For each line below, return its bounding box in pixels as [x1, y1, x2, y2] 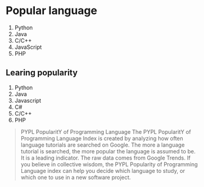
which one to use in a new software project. [20, 174, 131, 181]
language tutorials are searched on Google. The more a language [20, 141, 185, 148]
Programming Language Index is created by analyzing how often [20, 134, 184, 142]
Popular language [5, 4, 98, 18]
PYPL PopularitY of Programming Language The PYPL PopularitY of [20, 128, 191, 135]
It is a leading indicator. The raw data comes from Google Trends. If [20, 154, 191, 161]
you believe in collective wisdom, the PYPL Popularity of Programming [20, 160, 198, 168]
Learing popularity [5, 68, 78, 78]
